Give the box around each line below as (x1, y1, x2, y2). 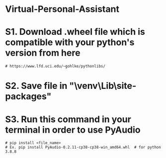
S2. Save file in (5, 80, 68, 91)
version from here (5, 47, 81, 59)
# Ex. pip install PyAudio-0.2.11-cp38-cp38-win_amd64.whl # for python (5, 145, 162, 150)
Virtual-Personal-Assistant (5, 3, 119, 15)
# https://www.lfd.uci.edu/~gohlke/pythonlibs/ (5, 64, 106, 69)
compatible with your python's (5, 37, 135, 48)
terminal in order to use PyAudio (5, 124, 141, 135)
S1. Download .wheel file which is (5, 26, 145, 38)
